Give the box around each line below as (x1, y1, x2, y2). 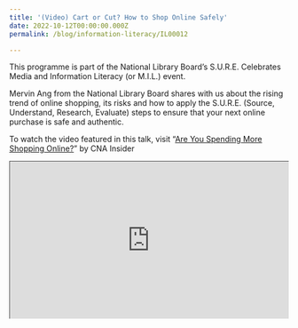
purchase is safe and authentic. (9, 116, 124, 127)
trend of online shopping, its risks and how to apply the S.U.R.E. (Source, (9, 98, 275, 108)
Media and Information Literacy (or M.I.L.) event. (9, 71, 186, 82)
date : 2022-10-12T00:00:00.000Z (9, 21, 129, 30)
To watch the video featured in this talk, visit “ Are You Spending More (9, 134, 263, 145)
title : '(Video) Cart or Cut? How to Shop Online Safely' (9, 12, 228, 22)
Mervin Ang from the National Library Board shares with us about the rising (9, 88, 284, 99)
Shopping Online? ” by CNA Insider (9, 143, 135, 154)
